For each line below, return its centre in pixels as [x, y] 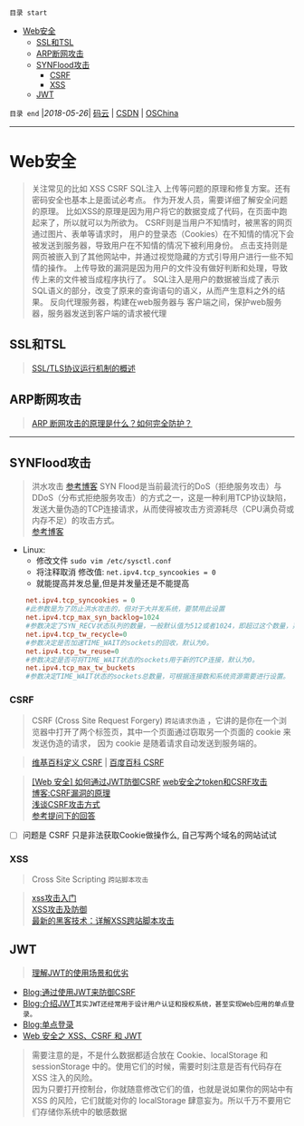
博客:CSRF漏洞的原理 [71, 793]
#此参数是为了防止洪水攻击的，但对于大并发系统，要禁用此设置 [125, 609]
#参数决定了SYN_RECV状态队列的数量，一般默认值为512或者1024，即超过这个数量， [159, 626]
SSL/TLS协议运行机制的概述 [83, 368]
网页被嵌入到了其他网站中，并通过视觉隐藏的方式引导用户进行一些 [154, 256]
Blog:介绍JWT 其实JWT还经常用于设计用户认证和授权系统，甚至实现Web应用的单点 [155, 1003]
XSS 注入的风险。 [64, 1077]
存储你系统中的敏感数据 [83, 1111]
